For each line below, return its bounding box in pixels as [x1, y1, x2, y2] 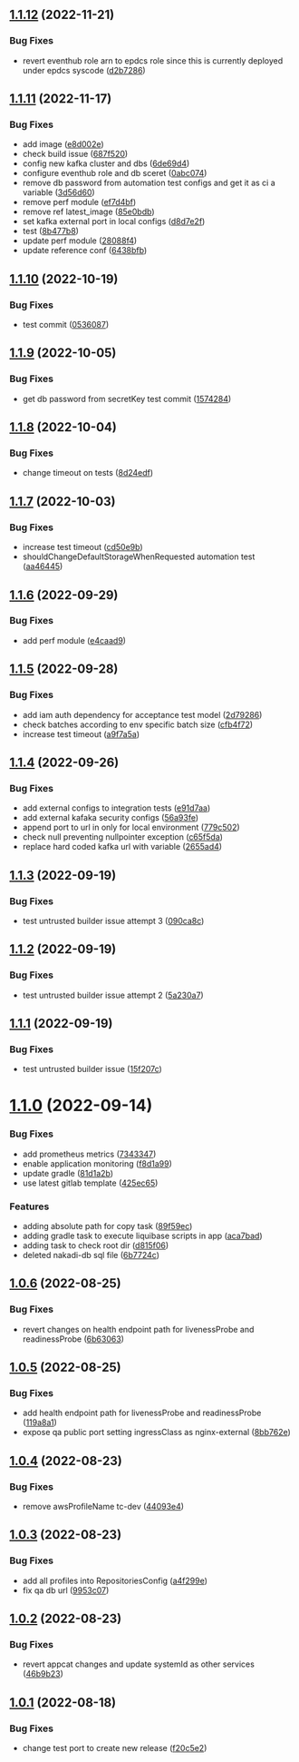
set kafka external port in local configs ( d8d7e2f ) [22, 216, 206, 227]
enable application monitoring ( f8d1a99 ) [22, 1157, 172, 1169]
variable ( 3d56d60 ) [22, 187, 95, 198]
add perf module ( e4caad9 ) [22, 635, 127, 645]
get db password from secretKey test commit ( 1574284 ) [22, 393, 232, 404]
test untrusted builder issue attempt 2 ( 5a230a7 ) [22, 989, 204, 1000]
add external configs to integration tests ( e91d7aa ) [22, 802, 211, 813]
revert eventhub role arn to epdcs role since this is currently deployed [22, 54, 284, 66]
